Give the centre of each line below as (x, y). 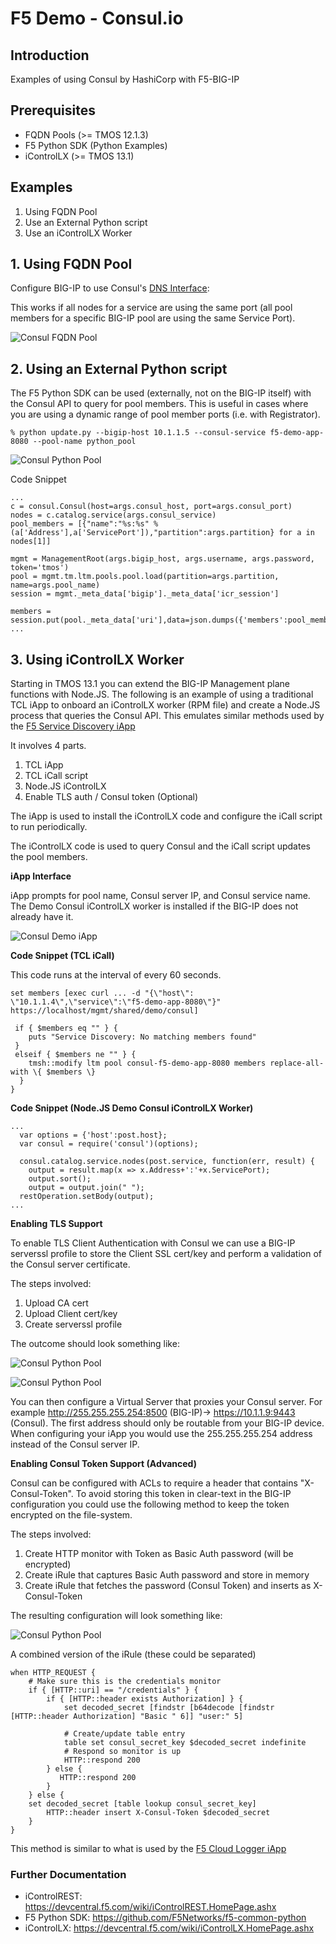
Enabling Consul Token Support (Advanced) (103, 1464)
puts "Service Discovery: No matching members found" (142, 1037)
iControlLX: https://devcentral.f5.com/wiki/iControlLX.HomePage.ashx (169, 1928)
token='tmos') (40, 568)
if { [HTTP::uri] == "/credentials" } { (113, 1690)
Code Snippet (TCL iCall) (62, 956)
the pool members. (49, 857)
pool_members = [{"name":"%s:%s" (80, 524)
